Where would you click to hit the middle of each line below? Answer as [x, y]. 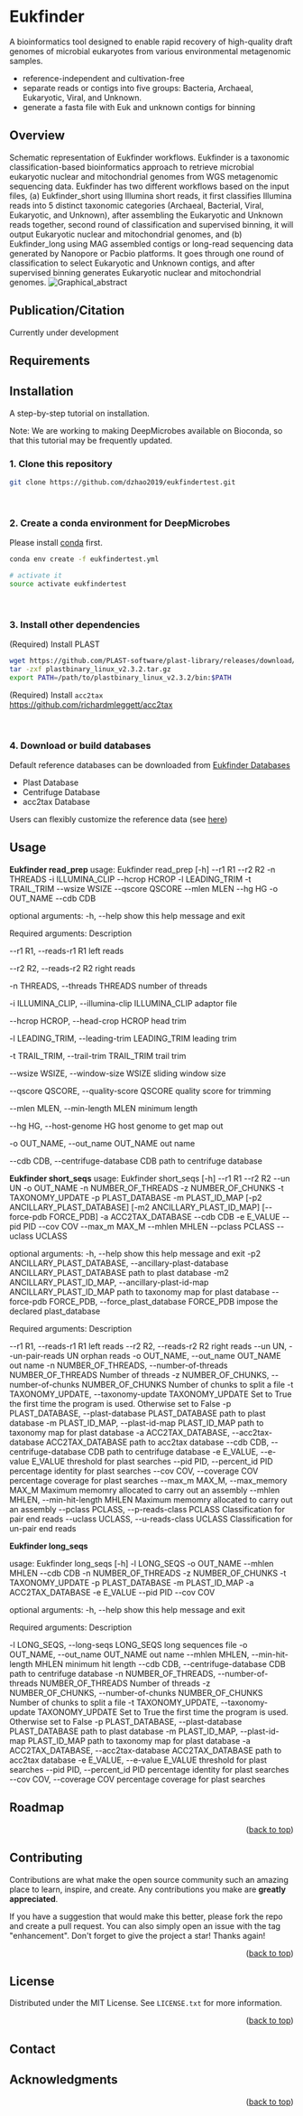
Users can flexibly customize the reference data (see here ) [119, 819]
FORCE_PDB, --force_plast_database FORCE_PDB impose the [164, 1301]
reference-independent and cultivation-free [103, 78]
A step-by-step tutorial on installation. [80, 413]
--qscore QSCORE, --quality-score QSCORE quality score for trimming [140, 1091]
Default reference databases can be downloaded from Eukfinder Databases [150, 765]
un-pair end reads [43, 1528]
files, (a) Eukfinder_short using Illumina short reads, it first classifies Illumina [151, 195]
